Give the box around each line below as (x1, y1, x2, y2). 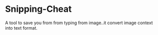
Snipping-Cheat (5, 3, 72, 15)
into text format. (5, 25, 38, 31)
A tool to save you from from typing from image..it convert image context (5, 20, 153, 26)
